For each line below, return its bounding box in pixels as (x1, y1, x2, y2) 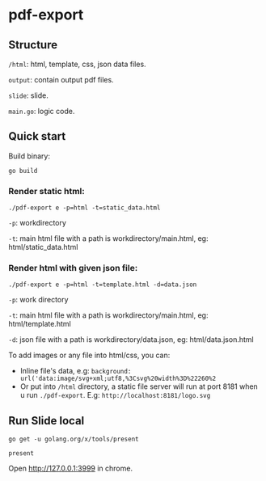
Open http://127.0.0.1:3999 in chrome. (8, 463, 133, 474)
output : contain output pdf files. (8, 75, 115, 84)
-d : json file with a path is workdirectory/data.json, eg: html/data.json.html (8, 335, 254, 344)
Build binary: (8, 151, 51, 161)
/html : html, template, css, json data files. (8, 59, 147, 69)
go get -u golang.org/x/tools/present (8, 435, 139, 444)
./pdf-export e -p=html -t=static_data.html (8, 204, 161, 212)
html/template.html (8, 319, 71, 329)
